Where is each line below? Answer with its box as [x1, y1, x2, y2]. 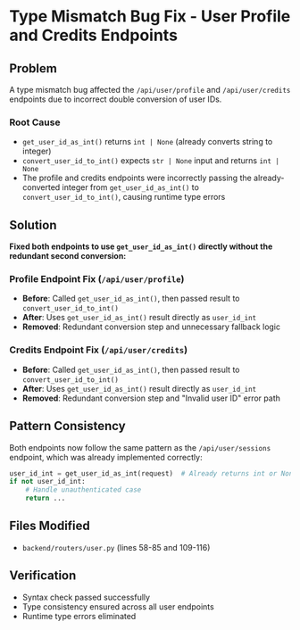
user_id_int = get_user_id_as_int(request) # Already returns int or [9, 468, 278, 478]
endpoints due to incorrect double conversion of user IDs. [9, 94, 222, 104]
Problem [9, 61, 58, 76]
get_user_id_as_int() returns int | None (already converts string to [21, 137, 273, 147]
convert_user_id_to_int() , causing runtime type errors [21, 192, 226, 203]
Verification [9, 568, 77, 584]
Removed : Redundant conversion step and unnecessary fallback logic [21, 321, 281, 332]
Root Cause [9, 116, 61, 128]
